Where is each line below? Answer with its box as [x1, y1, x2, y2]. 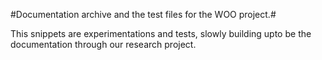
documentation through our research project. [10, 39, 197, 50]
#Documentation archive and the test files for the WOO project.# [10, 9, 277, 20]
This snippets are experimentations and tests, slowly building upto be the [10, 28, 312, 39]
